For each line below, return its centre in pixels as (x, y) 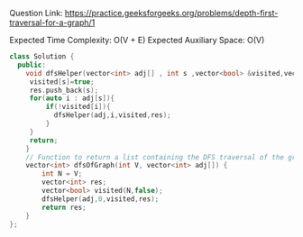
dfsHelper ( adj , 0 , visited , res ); (101, 199)
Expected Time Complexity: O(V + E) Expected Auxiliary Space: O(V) (137, 40)
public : (32, 65)
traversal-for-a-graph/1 (52, 23)
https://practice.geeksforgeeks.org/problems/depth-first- (171, 13)
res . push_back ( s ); (64, 90)
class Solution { (42, 57)
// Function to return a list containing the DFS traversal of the (155, 157)
